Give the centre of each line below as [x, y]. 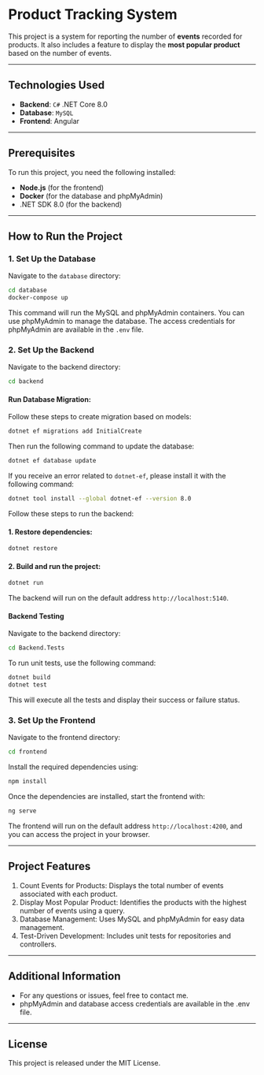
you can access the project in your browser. [79, 834]
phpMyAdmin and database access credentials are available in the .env [134, 1003]
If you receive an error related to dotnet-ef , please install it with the [117, 476]
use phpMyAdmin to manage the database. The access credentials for [122, 321]
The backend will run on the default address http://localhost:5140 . [119, 598]
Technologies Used [56, 86]
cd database [27, 290]
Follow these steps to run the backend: [71, 513]
